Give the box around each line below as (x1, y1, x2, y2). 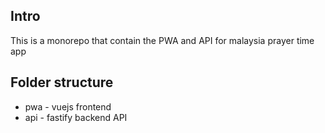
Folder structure (10, 74, 114, 91)
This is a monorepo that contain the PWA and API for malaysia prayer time (10, 34, 315, 46)
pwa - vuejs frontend (24, 100, 112, 113)
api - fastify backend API (24, 111, 128, 123)
